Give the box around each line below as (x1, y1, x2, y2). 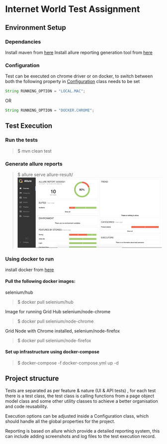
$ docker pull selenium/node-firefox (17, 337, 91, 344)
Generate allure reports (5, 160, 63, 167)
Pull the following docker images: (5, 278, 76, 284)
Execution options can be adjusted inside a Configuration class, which (5, 413, 149, 419)
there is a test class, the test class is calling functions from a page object (5, 393, 154, 399)
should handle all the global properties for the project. (5, 418, 115, 424)
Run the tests (5, 137, 38, 144)
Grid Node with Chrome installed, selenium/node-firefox (5, 328, 120, 334)
